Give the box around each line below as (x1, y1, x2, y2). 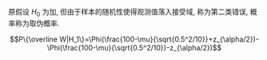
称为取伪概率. (14, 18, 60, 28)
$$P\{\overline (9, 34, 58, 44)
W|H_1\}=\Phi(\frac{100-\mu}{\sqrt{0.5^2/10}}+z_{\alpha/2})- (59, 34, 260, 44)
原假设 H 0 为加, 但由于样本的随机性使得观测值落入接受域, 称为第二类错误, (8, 7, 249, 18)
